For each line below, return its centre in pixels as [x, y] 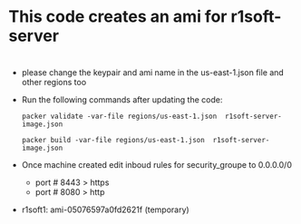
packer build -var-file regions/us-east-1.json [113, 141]
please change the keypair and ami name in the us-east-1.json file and [153, 73]
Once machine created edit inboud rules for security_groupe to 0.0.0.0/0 [156, 165]
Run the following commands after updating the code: [122, 100]
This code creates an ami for [118, 17]
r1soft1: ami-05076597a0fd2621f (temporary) [105, 209]
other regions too [54, 83]
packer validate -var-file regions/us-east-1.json [119, 117]
